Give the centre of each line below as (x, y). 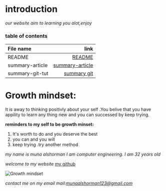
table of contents (26, 36)
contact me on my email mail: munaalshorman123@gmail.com (69, 184)
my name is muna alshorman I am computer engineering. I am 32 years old (83, 154)
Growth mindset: (41, 95)
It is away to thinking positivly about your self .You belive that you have (78, 109)
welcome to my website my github (40, 164)
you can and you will (33, 139)
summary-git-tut (28, 73)
